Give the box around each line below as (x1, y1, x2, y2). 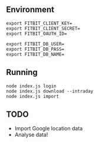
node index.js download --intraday (6, 88, 94, 94)
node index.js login (6, 83, 57, 89)
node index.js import (6, 93, 60, 99)
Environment (6, 5, 55, 15)
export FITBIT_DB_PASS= (6, 46, 65, 52)
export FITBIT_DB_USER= (6, 41, 65, 47)
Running (6, 67, 38, 77)
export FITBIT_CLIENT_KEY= (6, 20, 72, 26)
